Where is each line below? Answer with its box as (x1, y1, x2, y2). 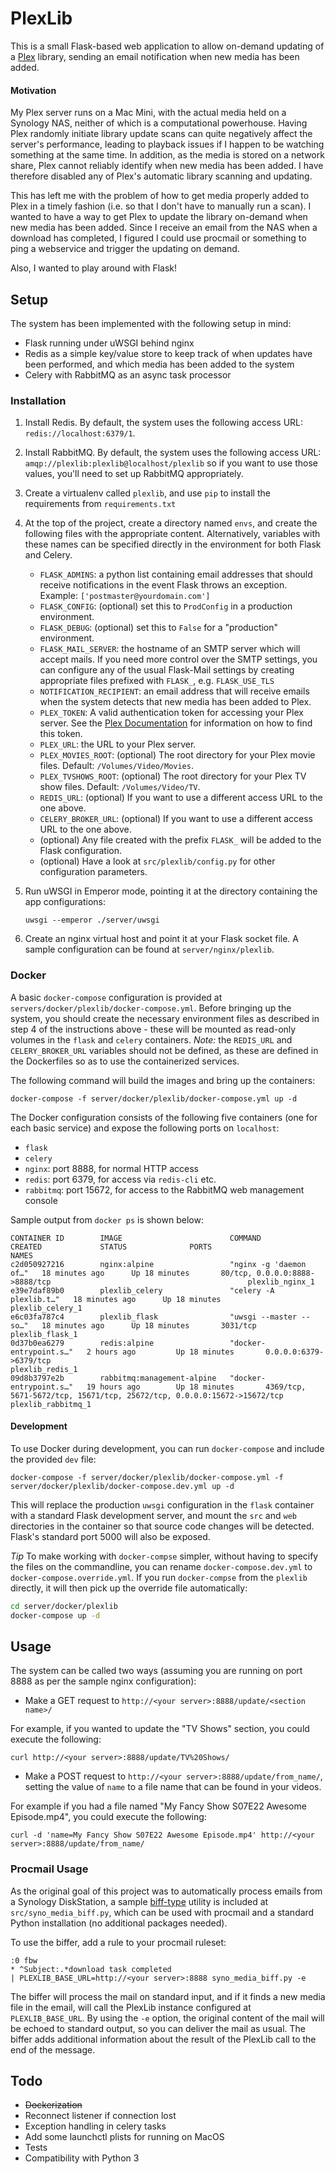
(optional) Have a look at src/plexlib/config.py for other (39, 855, 276, 867)
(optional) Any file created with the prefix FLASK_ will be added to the (39, 834, 322, 846)
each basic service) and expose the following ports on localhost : (10, 1122, 280, 1134)
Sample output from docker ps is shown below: (10, 1213, 204, 1226)
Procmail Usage (10, 1862, 89, 1876)
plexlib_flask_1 (10, 1329, 78, 1339)
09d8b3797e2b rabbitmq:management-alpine (10, 1373, 217, 1383)
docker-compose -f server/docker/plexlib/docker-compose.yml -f (10, 1472, 284, 1482)
